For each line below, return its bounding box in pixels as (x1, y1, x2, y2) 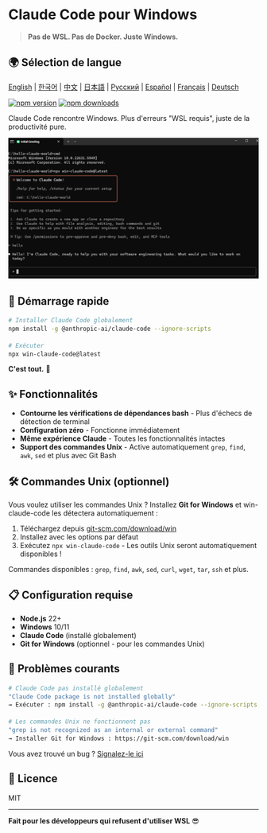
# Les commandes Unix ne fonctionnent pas (8, 718, 151, 726)
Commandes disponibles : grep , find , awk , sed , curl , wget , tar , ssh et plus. (8, 565, 249, 574)
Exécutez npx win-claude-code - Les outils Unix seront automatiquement (19, 541, 257, 551)
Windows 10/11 (19, 622, 70, 632)
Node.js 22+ (19, 613, 62, 623)
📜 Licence (8, 772, 58, 785)
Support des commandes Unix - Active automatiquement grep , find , (19, 442, 246, 452)
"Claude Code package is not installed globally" (8, 692, 176, 701)
